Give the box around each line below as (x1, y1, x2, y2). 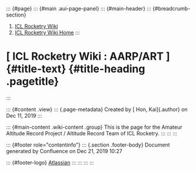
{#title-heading (68, 62, 145, 76)
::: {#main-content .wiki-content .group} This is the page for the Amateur (6, 124, 182, 131)
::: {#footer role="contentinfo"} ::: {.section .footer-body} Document (6, 141, 170, 148)
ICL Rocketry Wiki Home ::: (14, 29, 80, 36)
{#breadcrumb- (152, 5, 191, 12)
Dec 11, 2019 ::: (6, 112, 42, 119)
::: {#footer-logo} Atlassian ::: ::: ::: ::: (6, 159, 94, 166)
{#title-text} (6, 62, 67, 76)
